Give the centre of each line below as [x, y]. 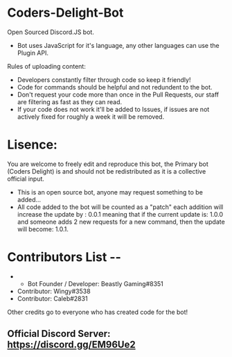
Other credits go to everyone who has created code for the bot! [98, 312]
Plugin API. [33, 53]
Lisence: [32, 145]
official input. [26, 178]
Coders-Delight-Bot [65, 13]
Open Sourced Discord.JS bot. [51, 32]
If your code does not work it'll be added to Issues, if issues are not [113, 109]
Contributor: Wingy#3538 [54, 291]
